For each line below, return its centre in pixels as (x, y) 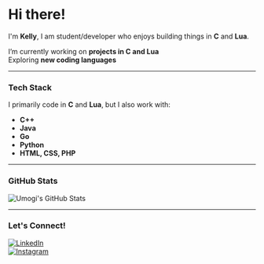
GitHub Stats (33, 181)
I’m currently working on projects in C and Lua (84, 51)
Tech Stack (30, 87)
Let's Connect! (37, 225)
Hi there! (37, 15)
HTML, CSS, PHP (48, 153)
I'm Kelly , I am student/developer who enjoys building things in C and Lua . (129, 36)
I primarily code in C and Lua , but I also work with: (90, 104)
